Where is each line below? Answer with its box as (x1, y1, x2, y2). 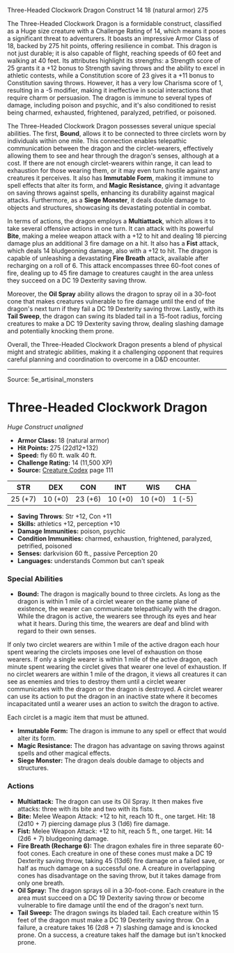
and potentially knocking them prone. (7, 327, 114, 335)
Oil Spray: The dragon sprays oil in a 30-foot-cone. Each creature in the (17, 886, 225, 894)
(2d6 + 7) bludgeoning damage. (17, 834, 109, 843)
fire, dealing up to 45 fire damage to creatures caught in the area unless (7, 269, 214, 277)
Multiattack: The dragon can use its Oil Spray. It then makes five (17, 797, 203, 805)
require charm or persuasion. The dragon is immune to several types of (7, 93, 212, 102)
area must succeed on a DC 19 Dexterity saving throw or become (17, 893, 205, 902)
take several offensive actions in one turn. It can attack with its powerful (7, 225, 214, 232)
